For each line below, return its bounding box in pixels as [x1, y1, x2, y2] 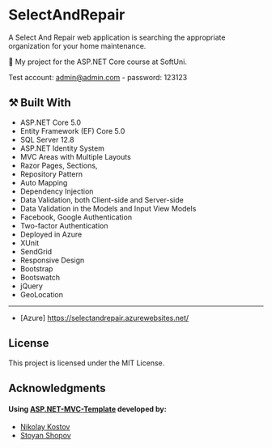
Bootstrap [19, 263, 53, 273]
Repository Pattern [19, 169, 83, 179]
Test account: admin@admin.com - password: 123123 [8, 72, 188, 82]
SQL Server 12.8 [19, 134, 74, 144]
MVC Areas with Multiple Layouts [19, 151, 131, 161]
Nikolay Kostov [19, 422, 70, 432]
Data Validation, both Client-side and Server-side [19, 194, 184, 204]
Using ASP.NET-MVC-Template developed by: [8, 403, 168, 414]
